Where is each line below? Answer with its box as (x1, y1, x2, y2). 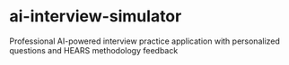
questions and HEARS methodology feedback (9, 45, 179, 55)
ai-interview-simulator (9, 6, 182, 27)
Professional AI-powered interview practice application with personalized (9, 36, 281, 46)
